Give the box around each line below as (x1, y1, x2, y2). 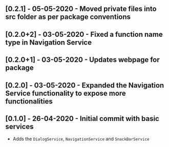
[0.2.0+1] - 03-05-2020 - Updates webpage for (5, 55, 160, 64)
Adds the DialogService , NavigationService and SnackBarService (12, 136, 150, 142)
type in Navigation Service (5, 38, 92, 47)
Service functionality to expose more (5, 89, 126, 97)
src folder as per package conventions (5, 13, 131, 22)
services (5, 122, 34, 131)
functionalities (5, 97, 53, 106)
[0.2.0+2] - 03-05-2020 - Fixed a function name (5, 30, 163, 38)
